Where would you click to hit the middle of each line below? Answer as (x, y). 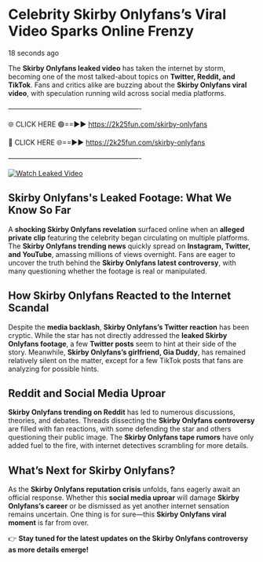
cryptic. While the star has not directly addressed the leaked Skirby (118, 335)
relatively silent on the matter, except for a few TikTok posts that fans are (126, 360)
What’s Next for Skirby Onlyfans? (92, 470)
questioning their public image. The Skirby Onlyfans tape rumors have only (131, 437)
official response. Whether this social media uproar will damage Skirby (124, 498)
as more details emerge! (48, 550)
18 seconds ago (34, 53)
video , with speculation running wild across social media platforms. (117, 93)
